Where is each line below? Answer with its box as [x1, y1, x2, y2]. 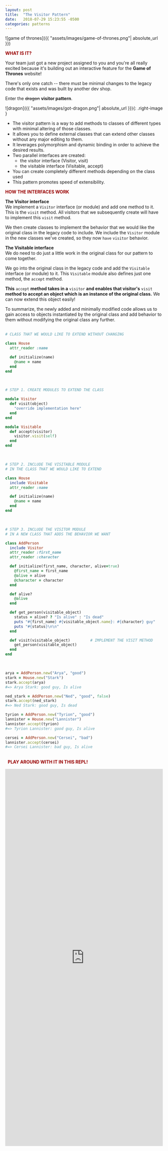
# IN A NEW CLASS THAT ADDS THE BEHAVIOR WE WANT [5, 532, 111, 537]
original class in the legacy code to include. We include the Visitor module [5, 230, 160, 236]
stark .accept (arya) [5, 680, 46, 685]
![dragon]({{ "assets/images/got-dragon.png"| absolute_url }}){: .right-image [5, 105, 163, 111]
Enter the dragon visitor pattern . [5, 96, 72, 102]
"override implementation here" [14, 406, 81, 411]
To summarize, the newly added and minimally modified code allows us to [5, 306, 157, 312]
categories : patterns [5, 21, 50, 27]
